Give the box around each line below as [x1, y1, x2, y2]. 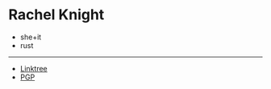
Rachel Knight [8, 6, 105, 24]
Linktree [19, 63, 48, 73]
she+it [19, 32, 42, 42]
